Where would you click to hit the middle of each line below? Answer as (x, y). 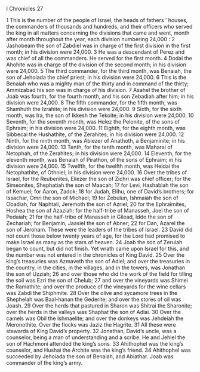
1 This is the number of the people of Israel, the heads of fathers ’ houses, (97, 20)
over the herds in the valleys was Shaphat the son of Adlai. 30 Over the (93, 312)
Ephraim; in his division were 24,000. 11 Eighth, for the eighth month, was (96, 128)
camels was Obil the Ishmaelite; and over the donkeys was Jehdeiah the (95, 318)
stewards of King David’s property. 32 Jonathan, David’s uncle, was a (91, 331)
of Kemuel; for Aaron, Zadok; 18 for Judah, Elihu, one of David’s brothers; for (100, 191)
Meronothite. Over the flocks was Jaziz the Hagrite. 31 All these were (91, 325)
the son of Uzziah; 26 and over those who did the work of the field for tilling (99, 274)
